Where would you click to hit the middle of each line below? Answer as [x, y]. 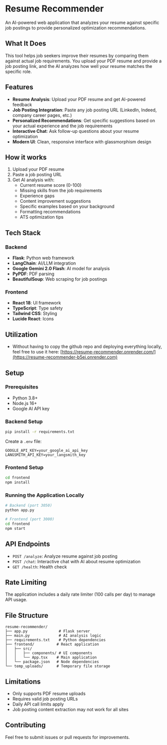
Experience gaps [37, 196]
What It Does [26, 44]
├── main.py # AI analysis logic [53, 636]
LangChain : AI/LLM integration [44, 263]
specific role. [19, 71]
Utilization [21, 334]
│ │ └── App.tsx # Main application [51, 658]
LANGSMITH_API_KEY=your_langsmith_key [45, 455]
